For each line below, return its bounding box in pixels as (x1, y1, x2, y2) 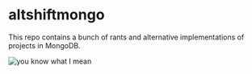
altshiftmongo (8, 6, 105, 24)
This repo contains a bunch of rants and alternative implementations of (8, 32, 245, 42)
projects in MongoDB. (8, 40, 81, 50)
